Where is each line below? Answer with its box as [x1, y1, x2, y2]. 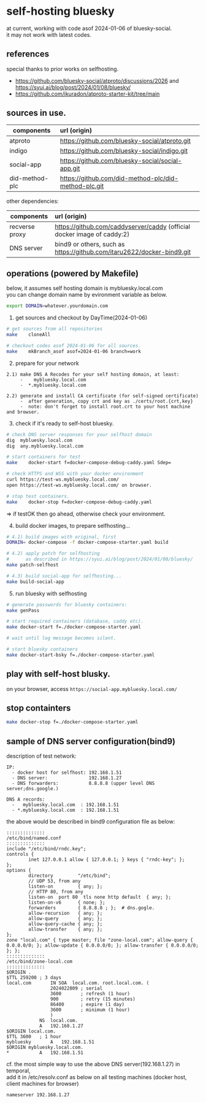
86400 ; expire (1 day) [50, 1001, 124, 1008]
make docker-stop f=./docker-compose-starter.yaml [6, 719, 139, 725]
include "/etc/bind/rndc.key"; [6, 846, 86, 852]
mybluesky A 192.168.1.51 [6, 1039, 95, 1045]
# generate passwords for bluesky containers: [6, 601, 128, 608]
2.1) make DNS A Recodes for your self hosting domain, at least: [6, 371, 180, 378]
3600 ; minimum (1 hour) [50, 1007, 131, 1013]
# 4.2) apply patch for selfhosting [6, 551, 100, 557]
